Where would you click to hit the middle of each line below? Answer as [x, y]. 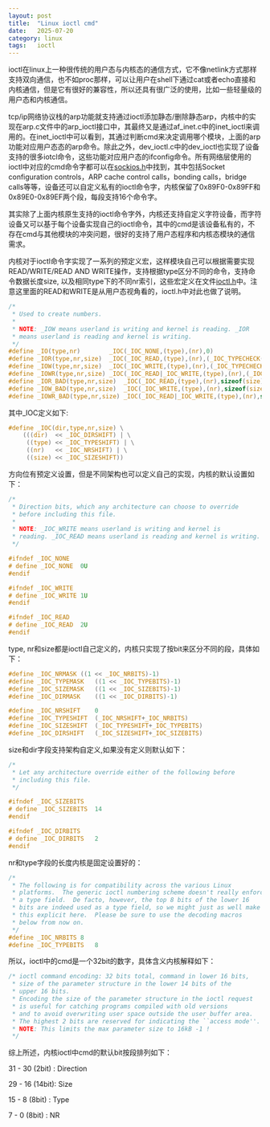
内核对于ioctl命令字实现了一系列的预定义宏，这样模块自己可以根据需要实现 [131, 261]
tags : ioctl [32, 46]
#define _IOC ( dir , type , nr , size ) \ [66, 428]
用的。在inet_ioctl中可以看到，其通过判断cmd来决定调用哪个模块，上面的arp [135, 137]
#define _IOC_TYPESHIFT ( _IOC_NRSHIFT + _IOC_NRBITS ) [98, 719]
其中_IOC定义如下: [39, 412]
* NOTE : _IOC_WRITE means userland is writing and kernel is [116, 529]
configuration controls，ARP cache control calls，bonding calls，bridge [128, 177]
